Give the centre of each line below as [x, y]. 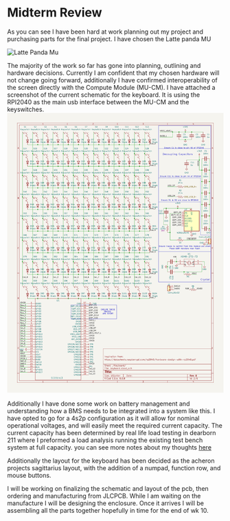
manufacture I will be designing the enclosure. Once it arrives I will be [106, 503]
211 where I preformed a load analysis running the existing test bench [105, 440]
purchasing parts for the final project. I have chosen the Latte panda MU [109, 38]
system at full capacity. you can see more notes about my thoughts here [109, 448]
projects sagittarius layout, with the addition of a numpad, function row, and [114, 468]
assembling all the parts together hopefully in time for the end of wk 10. [108, 511]
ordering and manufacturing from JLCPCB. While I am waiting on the [104, 496]
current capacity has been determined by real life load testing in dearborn [112, 433]
